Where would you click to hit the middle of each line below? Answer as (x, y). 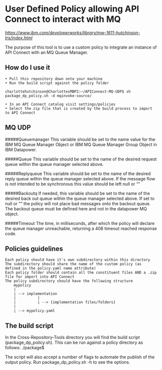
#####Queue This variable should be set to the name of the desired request (81, 159)
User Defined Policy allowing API (72, 9)
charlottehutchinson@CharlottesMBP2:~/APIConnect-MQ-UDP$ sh (68, 91)
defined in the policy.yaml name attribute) (51, 268)
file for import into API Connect (40, 277)
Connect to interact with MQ (63, 19)
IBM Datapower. (21, 149)
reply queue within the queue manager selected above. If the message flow (80, 178)
